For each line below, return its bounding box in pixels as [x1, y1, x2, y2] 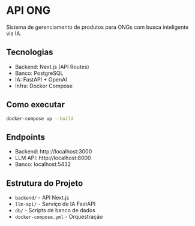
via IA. [6, 29, 22, 37]
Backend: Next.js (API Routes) [14, 63, 89, 70]
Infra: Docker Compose [14, 82, 73, 89]
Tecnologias [6, 47, 53, 58]
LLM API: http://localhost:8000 [14, 154, 91, 162]
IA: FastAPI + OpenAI [14, 76, 67, 83]
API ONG [6, 4, 51, 17]
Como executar [6, 100, 65, 110]
